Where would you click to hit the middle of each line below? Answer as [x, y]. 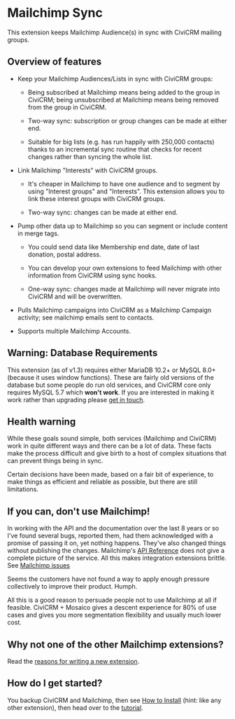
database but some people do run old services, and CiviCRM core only [109, 385]
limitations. [23, 489]
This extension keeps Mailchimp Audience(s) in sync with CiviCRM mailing [114, 32]
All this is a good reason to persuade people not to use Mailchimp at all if [112, 600]
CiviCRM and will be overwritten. [75, 296]
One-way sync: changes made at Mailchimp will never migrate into [124, 289]
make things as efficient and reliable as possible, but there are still [102, 482]
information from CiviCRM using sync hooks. [92, 275]
